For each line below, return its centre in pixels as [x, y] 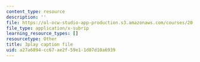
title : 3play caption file [40, 45]
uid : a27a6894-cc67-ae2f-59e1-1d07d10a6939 [61, 50]
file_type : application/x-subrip [48, 28]
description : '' [26, 17]
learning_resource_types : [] [42, 34]
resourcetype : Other [32, 39]
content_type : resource [36, 12]
